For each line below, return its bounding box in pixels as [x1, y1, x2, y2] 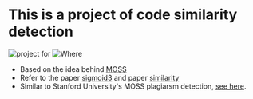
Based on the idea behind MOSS [19, 64, 128, 73]
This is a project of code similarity [8, 6, 238, 24]
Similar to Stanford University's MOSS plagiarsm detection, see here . [19, 81, 247, 91]
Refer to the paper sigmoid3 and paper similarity [19, 73, 180, 82]
